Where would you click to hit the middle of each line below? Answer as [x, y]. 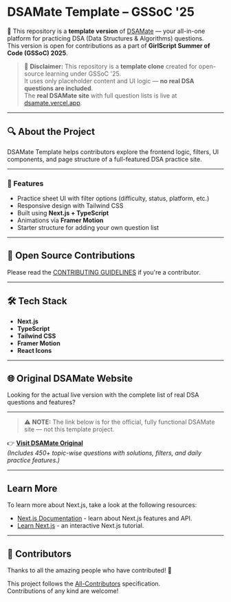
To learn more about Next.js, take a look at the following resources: [102, 505]
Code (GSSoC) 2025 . [37, 53]
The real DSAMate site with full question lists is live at [100, 95]
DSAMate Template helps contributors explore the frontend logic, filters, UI [113, 151]
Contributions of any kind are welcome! [63, 591]
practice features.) [34, 460]
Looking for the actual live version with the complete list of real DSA [103, 395]
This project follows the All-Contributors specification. [84, 584]
